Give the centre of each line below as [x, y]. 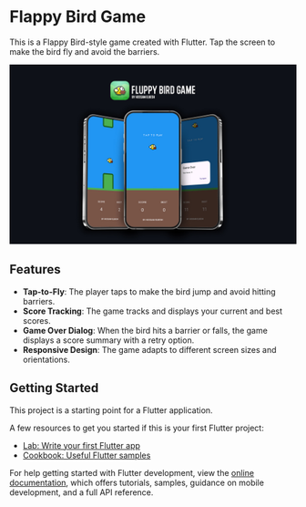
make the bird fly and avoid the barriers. [85, 51]
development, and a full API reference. [82, 492]
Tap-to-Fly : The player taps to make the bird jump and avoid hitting [149, 291]
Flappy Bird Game [78, 17]
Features [35, 269]
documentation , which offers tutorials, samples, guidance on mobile [137, 482]
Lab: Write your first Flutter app [82, 445]
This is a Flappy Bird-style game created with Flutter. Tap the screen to [143, 42]
